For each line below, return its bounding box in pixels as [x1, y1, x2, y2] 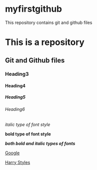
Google [5, 150, 20, 156]
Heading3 [5, 71, 29, 78]
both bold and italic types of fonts [5, 140, 76, 146]
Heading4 [5, 83, 26, 89]
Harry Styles [5, 159, 30, 165]
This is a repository [5, 37, 85, 48]
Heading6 [5, 106, 25, 112]
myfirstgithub [5, 3, 62, 15]
